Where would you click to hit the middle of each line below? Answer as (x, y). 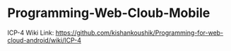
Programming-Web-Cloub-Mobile (109, 13)
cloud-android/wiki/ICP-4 (44, 40)
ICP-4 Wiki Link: (31, 33)
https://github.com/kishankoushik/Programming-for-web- (140, 33)
